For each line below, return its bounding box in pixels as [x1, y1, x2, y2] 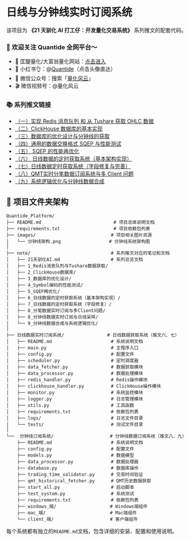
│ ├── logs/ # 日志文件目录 [6, 416, 143, 422]
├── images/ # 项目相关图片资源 [6, 232, 152, 238]
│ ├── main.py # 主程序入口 [6, 345, 139, 351]
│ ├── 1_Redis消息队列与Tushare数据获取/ [6, 263, 108, 269]
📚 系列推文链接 [6, 100, 52, 109]
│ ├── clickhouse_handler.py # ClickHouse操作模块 [6, 383, 161, 390]
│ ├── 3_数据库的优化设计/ [6, 276, 72, 282]
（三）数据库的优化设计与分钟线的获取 [14, 132, 110, 140]
